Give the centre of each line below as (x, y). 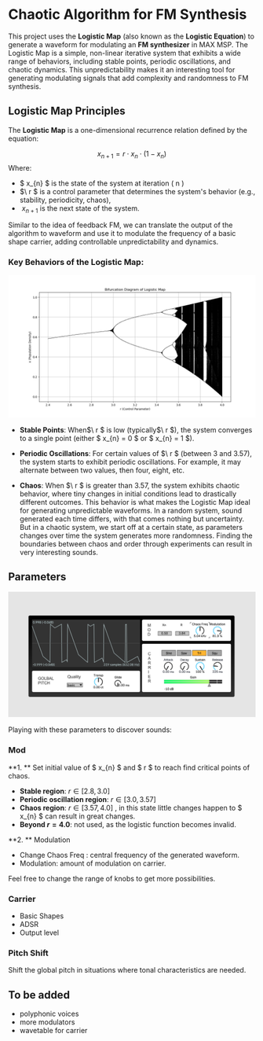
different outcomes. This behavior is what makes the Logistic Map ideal (135, 502)
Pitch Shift (28, 953)
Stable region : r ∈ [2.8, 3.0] (65, 791)
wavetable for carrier (53, 1030)
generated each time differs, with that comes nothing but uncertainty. (132, 519)
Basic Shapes (42, 916)
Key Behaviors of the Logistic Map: (76, 263)
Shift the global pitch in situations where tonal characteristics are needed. (127, 970)
